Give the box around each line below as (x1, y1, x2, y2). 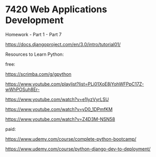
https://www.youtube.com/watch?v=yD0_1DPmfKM (5, 106, 113, 112)
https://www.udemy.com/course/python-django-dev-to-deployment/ (5, 146, 151, 152)
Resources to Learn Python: (5, 51, 64, 57)
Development (5, 14, 64, 26)
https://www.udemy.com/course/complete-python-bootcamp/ (5, 136, 137, 142)
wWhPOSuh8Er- (5, 86, 40, 93)
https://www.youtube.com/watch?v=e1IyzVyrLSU (5, 96, 109, 102)
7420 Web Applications (5, 4, 107, 15)
